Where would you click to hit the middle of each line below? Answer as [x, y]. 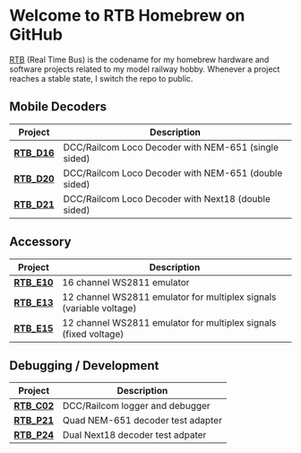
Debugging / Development [84, 366]
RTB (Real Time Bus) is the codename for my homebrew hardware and [139, 59]
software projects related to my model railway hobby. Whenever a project [145, 69]
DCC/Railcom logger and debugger [136, 406]
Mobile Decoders [58, 107]
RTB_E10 [34, 282]
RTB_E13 [34, 302]
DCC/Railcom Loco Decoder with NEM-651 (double [173, 173]
